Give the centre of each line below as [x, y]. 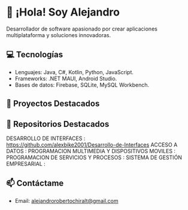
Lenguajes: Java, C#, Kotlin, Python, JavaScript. [74, 72]
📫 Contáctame [35, 183]
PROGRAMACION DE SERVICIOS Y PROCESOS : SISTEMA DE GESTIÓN [94, 157]
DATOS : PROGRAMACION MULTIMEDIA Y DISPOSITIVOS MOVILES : [91, 151]
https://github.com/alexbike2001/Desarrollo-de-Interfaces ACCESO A [92, 144]
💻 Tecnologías [35, 55]
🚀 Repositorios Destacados [58, 124]
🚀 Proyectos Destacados [53, 104]
